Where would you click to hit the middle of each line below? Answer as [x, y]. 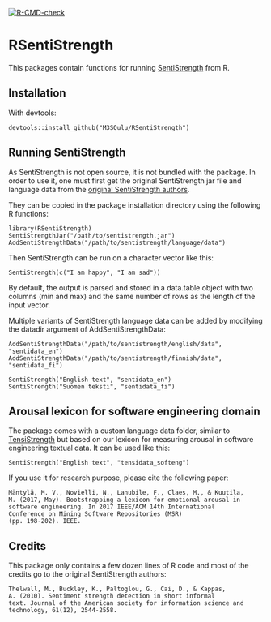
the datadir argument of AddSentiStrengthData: [87, 329]
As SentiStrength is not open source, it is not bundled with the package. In [132, 172]
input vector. [30, 305]
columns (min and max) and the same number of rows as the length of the [132, 296]
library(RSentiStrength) [50, 228]
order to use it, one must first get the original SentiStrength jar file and [125, 180]
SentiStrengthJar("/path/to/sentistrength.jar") [92, 235]
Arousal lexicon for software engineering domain [134, 411]
